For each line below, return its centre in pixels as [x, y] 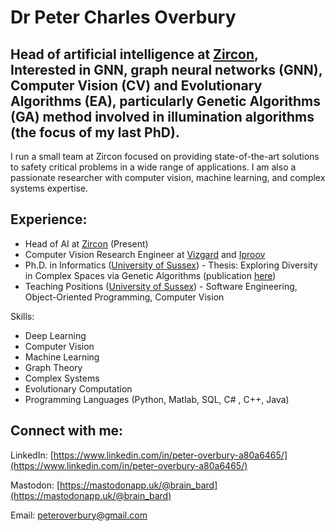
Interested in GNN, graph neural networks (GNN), [166, 69]
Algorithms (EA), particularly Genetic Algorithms [166, 101]
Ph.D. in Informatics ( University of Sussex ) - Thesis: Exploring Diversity [171, 265]
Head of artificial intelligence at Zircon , [134, 54]
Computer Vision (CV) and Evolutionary [136, 85]
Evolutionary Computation [78, 388]
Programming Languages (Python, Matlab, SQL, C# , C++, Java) [157, 399]
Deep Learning [55, 335]
